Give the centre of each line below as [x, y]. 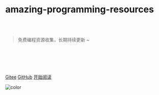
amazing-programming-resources [80, 9]
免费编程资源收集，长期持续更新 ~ [53, 40]
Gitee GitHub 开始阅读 [29, 77]
